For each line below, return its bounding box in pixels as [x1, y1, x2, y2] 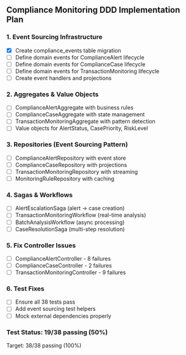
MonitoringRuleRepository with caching [15, 175, 115, 182]
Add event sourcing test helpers [15, 305, 96, 313]
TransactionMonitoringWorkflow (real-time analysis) [15, 211, 146, 219]
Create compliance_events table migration [15, 47, 121, 54]
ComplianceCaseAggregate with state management [15, 111, 145, 118]
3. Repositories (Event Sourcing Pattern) [6, 140, 128, 149]
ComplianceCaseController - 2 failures [15, 262, 112, 269]
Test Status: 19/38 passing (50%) [6, 327, 108, 336]
